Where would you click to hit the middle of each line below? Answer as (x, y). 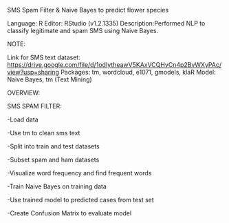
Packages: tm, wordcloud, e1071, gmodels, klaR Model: (138, 72)
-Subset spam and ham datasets (53, 159)
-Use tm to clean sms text (44, 133)
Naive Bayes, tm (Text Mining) (50, 79)
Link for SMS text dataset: (44, 57)
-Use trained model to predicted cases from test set (81, 200)
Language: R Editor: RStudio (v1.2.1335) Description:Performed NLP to (106, 23)
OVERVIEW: (24, 93)
